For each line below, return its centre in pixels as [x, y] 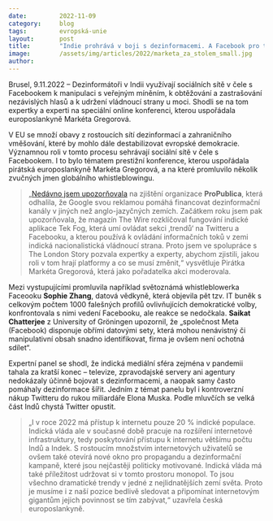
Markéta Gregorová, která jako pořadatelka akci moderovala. [130, 271]
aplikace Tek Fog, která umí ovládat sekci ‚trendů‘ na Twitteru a [134, 228]
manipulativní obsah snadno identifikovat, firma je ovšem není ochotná [127, 339]
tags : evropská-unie [58, 31]
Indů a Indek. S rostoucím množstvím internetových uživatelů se [135, 448]
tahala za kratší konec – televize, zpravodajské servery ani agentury [122, 371]
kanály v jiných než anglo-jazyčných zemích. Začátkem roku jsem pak [145, 211]
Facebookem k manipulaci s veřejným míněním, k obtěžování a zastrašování [135, 93]
